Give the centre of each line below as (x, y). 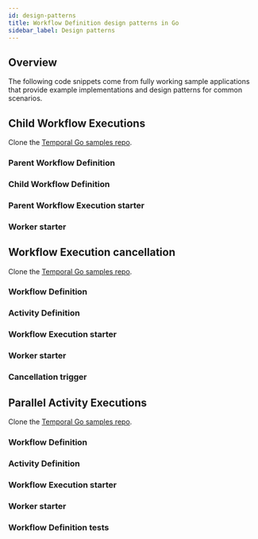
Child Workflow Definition (59, 184)
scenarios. (25, 98)
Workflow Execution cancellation (92, 252)
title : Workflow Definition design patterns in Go (94, 23)
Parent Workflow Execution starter (77, 205)
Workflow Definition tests (59, 527)
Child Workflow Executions (77, 123)
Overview (33, 62)
